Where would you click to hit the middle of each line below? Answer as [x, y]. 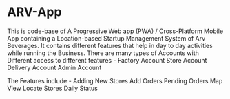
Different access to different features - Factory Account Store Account [107, 60]
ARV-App [34, 12]
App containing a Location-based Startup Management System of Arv [106, 38]
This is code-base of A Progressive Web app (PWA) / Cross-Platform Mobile [115, 31]
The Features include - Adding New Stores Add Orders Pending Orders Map [115, 80]
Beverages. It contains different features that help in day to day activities [110, 45]
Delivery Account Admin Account [54, 67]
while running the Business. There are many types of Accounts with [103, 53]
